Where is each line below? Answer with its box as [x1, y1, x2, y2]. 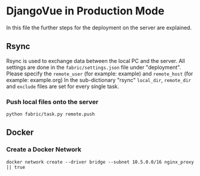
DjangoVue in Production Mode [6, 4, 165, 18]
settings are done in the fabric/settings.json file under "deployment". [6, 63, 181, 71]
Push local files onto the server [6, 98, 99, 106]
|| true [6, 164, 26, 170]
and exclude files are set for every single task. [6, 83, 120, 90]
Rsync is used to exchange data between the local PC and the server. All [6, 57, 186, 64]
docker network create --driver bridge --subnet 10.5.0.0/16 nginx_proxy [6, 159, 195, 165]
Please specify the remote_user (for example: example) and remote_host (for [6, 70, 193, 77]
